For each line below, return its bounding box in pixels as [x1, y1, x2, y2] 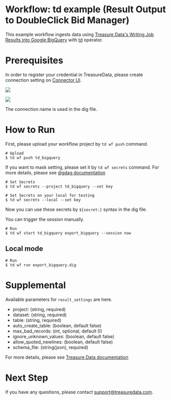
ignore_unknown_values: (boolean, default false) [12, 333, 115, 339]
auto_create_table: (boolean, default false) [12, 322, 102, 328]
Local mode [5, 244, 43, 253]
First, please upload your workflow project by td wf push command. [5, 140, 149, 147]
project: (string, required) [12, 306, 66, 312]
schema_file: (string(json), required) [12, 344, 88, 350]
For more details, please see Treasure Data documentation [5, 354, 129, 360]
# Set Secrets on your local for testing [5, 193, 95, 198]
